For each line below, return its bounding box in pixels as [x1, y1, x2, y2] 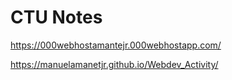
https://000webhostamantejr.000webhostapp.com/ [10, 39, 222, 51]
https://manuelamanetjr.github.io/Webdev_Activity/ [10, 58, 219, 70]
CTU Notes [10, 6, 103, 29]
